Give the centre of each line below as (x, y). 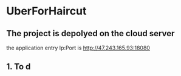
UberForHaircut (46, 11)
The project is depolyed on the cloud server (90, 33)
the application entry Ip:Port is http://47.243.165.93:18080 (78, 48)
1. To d (19, 67)
